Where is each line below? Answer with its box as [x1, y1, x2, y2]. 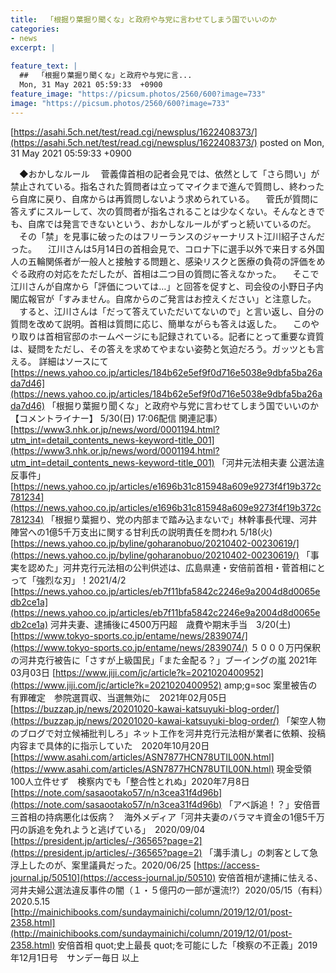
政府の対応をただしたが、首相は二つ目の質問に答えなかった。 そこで [27, 267, 320, 280]
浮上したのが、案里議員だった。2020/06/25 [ [10, 859, 197, 871]
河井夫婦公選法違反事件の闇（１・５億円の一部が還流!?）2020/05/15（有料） [10, 884, 324, 896]
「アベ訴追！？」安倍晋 [224, 798, 321, 810]
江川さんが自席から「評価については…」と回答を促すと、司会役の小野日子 [10, 280, 315, 292]
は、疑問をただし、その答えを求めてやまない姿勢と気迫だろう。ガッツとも [10, 342, 317, 355]
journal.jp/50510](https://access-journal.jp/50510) [10, 871, 217, 883]
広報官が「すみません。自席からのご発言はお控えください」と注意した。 [18, 292, 317, 305]
